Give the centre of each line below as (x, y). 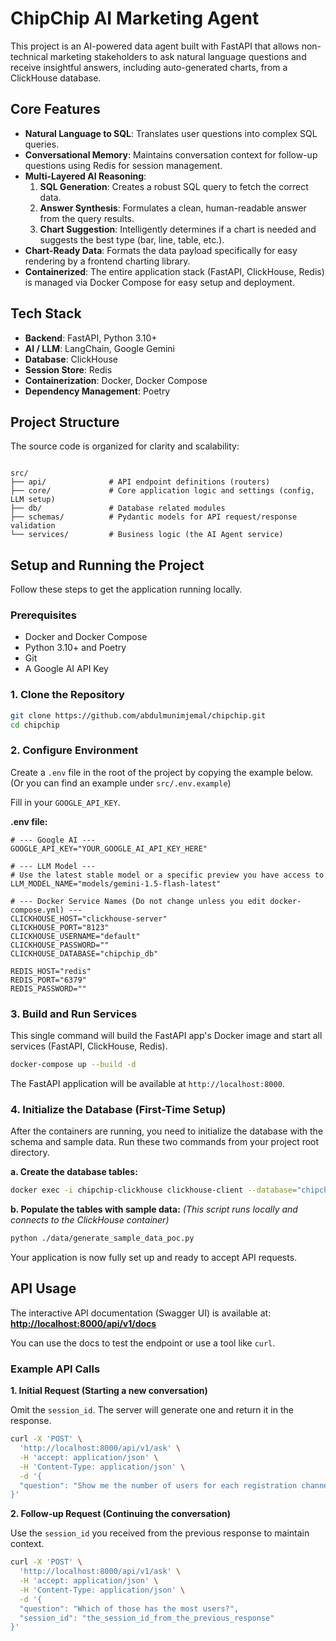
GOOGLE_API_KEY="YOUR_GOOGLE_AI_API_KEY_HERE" (109, 848)
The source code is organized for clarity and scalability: (125, 446)
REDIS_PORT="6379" (48, 980)
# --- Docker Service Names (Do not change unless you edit (138, 901)
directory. (30, 1153)
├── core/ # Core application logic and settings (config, (162, 491)
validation (33, 526)
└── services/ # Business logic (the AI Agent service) (147, 535)
